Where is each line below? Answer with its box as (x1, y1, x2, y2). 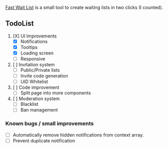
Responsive (20, 56, 45, 62)
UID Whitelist (20, 79, 48, 85)
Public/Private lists (20, 67, 60, 73)
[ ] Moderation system (12, 96, 60, 102)
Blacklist (20, 101, 39, 107)
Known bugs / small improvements (5, 120, 94, 127)
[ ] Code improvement (12, 84, 60, 90)
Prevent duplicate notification (12, 137, 76, 143)
